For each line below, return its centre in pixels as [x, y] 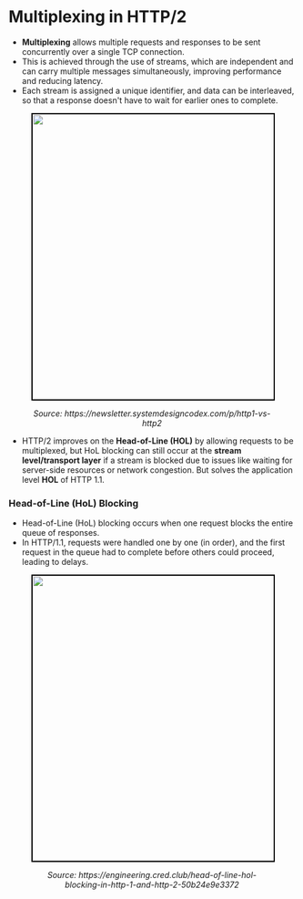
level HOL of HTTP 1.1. [63, 479]
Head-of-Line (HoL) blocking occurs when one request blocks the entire [157, 523]
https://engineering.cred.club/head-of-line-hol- [167, 875]
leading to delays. [55, 562]
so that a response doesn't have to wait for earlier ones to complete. [150, 100]
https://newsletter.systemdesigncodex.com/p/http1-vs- [167, 413]
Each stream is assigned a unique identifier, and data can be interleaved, [158, 90]
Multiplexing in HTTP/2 [98, 17]
